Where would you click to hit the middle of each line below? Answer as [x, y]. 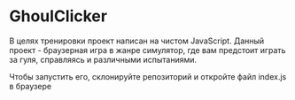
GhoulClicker [58, 16]
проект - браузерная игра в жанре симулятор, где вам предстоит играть [147, 50]
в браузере [30, 86]
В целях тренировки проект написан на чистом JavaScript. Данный [137, 41]
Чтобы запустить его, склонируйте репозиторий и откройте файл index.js [148, 76]
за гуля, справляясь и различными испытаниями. [103, 59]
